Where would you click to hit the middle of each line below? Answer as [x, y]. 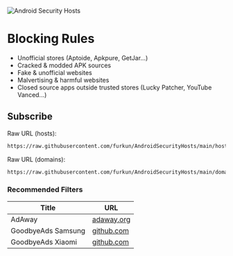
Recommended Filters [45, 189]
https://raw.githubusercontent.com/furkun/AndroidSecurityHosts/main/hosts [119, 146]
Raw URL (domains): [36, 159]
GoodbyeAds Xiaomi [44, 241]
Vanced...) [32, 94]
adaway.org [111, 219]
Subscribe [30, 117]
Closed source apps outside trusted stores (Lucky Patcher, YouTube [114, 87]
